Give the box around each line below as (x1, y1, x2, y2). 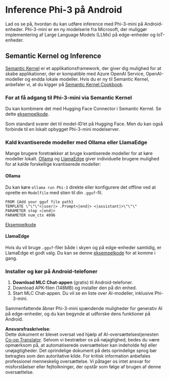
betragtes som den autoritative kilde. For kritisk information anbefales (5, 353, 151, 359)
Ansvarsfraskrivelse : (5, 326, 51, 332)
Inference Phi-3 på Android (5, 4, 122, 16)
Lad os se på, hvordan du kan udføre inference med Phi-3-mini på (5, 21, 144, 27)
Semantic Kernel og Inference (5, 52, 101, 60)
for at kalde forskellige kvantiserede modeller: (5, 161, 101, 167)
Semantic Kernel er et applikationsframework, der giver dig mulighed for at (5, 65, 161, 71)
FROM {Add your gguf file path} (5, 199, 74, 204)
